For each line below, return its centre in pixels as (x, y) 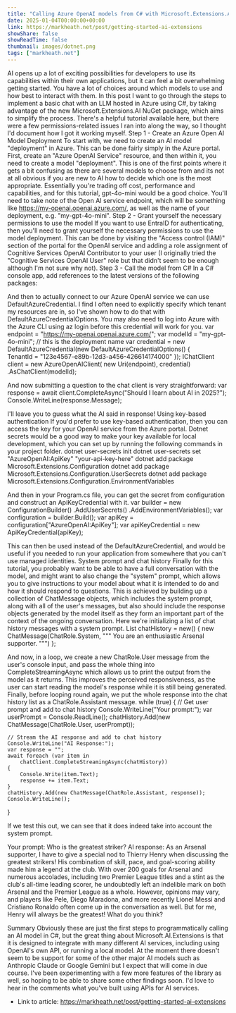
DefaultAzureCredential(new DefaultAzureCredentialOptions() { (99, 349)
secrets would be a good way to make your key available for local (102, 436)
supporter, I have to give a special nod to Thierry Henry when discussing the (118, 854)
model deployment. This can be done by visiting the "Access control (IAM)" (116, 238)
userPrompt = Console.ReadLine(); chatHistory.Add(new (89, 717)
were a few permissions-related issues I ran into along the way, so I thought (117, 125)
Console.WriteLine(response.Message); (65, 400)
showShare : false (33, 33)
